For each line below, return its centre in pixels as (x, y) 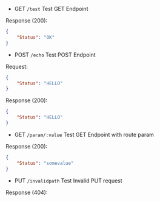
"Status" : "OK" (36, 37)
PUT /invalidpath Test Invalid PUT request (68, 180)
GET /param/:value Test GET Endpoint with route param (84, 134)
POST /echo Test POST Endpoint (55, 55)
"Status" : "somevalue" (45, 163)
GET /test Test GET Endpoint (51, 9)
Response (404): (27, 192)
